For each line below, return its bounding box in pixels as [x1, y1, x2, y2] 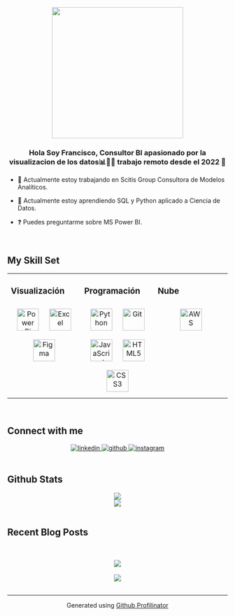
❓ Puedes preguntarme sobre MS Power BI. [17, 218, 143, 227]
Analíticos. [17, 183, 48, 192]
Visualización [10, 286, 65, 296]
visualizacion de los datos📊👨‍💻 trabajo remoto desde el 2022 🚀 [9, 157, 226, 166]
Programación [84, 286, 141, 296]
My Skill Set [7, 255, 60, 266]
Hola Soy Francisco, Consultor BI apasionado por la [29, 148, 206, 157]
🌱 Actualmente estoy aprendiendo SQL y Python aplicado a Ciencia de [17, 196, 220, 205]
